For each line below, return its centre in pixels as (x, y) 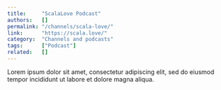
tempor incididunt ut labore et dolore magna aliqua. (81, 79)
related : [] (28, 53)
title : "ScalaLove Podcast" (54, 13)
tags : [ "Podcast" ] (42, 46)
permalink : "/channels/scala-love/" (60, 26)
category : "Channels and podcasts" (60, 39)
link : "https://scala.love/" (58, 33)
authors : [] (28, 20)
